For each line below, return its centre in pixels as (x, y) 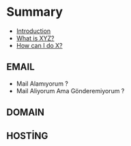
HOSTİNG (27, 135)
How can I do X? (39, 45)
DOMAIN (26, 113)
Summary (34, 12)
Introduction (33, 31)
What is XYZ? (35, 38)
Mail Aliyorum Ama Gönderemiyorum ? (70, 90)
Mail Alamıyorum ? (42, 84)
